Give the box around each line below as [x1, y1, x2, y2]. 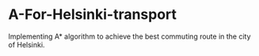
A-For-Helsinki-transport [8, 6, 177, 24]
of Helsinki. [8, 39, 45, 49]
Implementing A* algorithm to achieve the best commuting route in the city [8, 32, 251, 41]
